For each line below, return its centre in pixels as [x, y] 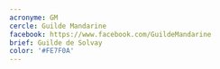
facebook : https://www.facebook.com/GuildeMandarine [110, 34]
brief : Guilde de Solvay [56, 43]
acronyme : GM [34, 17]
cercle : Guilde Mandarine [58, 26]
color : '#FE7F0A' [42, 51]
